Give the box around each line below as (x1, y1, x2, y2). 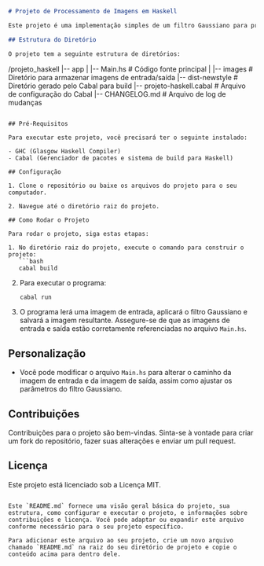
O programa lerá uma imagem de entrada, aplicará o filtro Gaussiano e (19, 307, 247, 317)
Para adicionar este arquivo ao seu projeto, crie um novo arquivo (8, 536, 234, 544)
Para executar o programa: (19, 277, 107, 287)
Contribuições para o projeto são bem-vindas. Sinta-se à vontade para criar (8, 428, 254, 437)
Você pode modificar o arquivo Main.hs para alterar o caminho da (19, 368, 232, 377)
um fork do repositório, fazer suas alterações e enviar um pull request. (8, 436, 236, 446)
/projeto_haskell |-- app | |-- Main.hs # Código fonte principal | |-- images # (8, 64, 254, 74)
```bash (18, 257, 44, 265)
